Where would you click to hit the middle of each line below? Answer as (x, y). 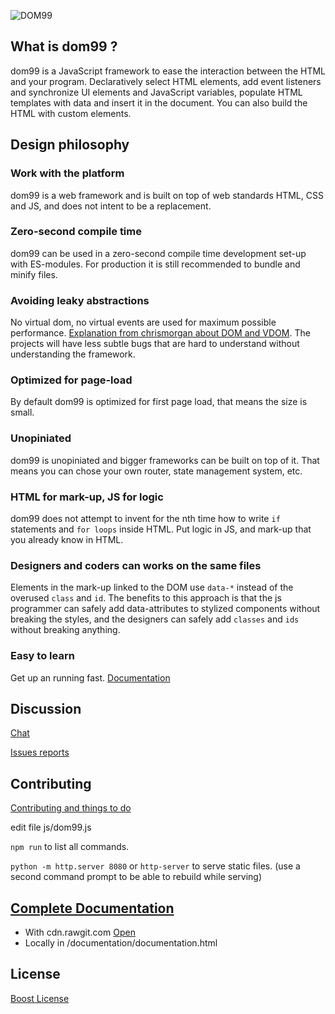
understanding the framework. (73, 354)
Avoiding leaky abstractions (80, 300)
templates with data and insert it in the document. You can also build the (159, 102)
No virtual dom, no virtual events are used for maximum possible (143, 322)
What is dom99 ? (64, 46)
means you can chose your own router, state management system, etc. (156, 471)
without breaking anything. (65, 630)
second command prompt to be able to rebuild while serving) (136, 877)
